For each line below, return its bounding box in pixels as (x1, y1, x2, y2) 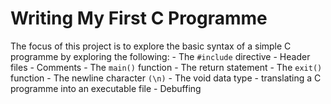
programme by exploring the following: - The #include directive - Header (10, 50, 311, 62)
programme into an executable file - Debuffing (10, 82, 202, 94)
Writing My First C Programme (10, 7, 268, 30)
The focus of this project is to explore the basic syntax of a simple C (10, 40, 292, 52)
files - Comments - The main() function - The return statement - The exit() (10, 61, 323, 73)
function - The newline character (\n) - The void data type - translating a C (10, 72, 322, 84)
